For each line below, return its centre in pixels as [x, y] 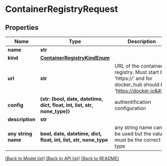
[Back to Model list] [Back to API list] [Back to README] [62, 158]
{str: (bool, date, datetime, [72, 99]
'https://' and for [133, 78]
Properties [22, 28]
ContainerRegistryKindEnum [75, 58]
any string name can [138, 127]
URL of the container [139, 66]
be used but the [133, 134]
